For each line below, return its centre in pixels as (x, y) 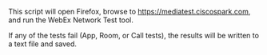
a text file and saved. (43, 44)
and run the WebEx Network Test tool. (71, 20)
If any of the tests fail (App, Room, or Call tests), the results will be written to (134, 35)
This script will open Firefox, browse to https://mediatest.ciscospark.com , (130, 12)
